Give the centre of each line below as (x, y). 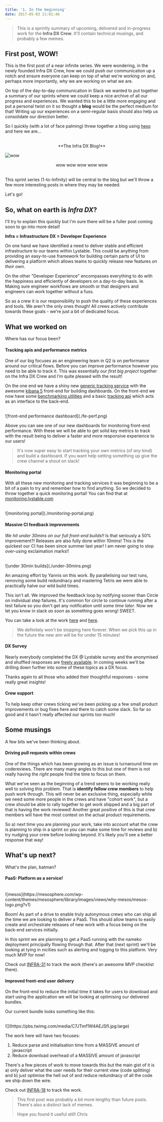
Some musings (28, 730)
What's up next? (30, 855)
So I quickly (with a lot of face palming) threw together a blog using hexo (78, 126)
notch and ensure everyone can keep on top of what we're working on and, (81, 76)
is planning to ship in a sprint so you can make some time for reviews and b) (81, 829)
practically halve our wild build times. (42, 586)
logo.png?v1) (18, 904)
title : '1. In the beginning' (36, 10)
